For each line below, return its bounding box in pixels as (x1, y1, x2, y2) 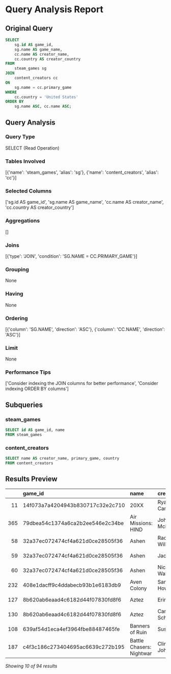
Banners (129, 622, 150, 629)
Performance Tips (5, 369, 51, 376)
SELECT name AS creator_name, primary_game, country (5, 456, 120, 461)
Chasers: (129, 643, 152, 651)
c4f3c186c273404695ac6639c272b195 (22, 643, 125, 651)
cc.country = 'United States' (14, 94, 79, 100)
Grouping (5, 266, 30, 273)
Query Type (5, 133, 36, 140)
